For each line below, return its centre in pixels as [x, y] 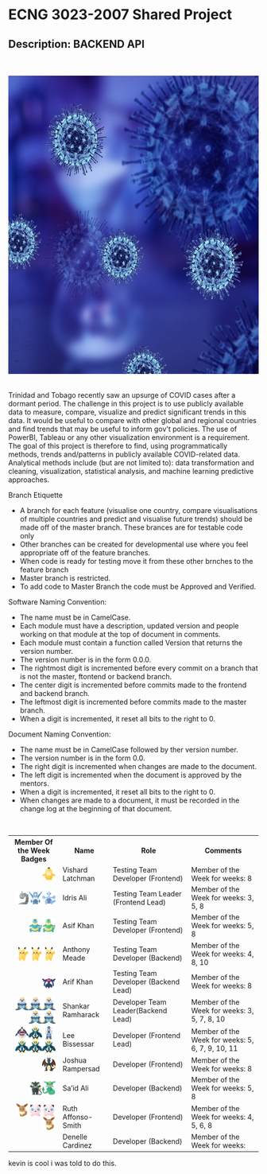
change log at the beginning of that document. [96, 809]
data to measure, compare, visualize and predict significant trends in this [127, 412]
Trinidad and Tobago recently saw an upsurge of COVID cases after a [122, 395]
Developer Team [139, 1002]
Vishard [75, 869]
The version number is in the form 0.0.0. [85, 659]
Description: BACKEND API [77, 44]
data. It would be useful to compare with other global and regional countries [132, 420]
